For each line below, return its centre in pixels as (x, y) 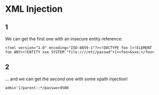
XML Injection (34, 9)
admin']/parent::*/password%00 (37, 88)
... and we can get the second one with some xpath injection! (67, 79)
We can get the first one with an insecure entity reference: (64, 39)
